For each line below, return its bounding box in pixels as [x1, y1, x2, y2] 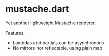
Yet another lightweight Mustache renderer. [5, 20, 96, 26]
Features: [5, 30, 25, 36]
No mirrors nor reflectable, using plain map [12, 45, 103, 51]
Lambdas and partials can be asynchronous [12, 39, 104, 46]
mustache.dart [5, 3, 69, 15]
